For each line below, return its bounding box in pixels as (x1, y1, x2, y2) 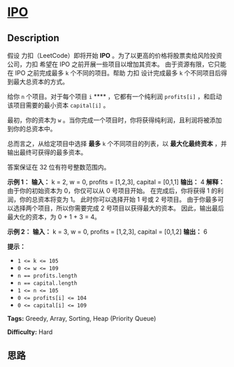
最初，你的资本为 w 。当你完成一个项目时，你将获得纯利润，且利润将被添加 (7, 116, 222, 124)
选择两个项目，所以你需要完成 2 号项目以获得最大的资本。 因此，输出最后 (13, 204, 225, 212)
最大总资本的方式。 (13, 77, 68, 86)
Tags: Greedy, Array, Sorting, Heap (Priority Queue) (7, 315, 156, 322)
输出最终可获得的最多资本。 (7, 148, 87, 156)
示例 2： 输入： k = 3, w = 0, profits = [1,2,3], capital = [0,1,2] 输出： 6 (7, 227, 207, 236)
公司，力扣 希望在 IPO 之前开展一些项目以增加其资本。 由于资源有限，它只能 (7, 60, 227, 68)
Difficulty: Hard (7, 328, 53, 336)
